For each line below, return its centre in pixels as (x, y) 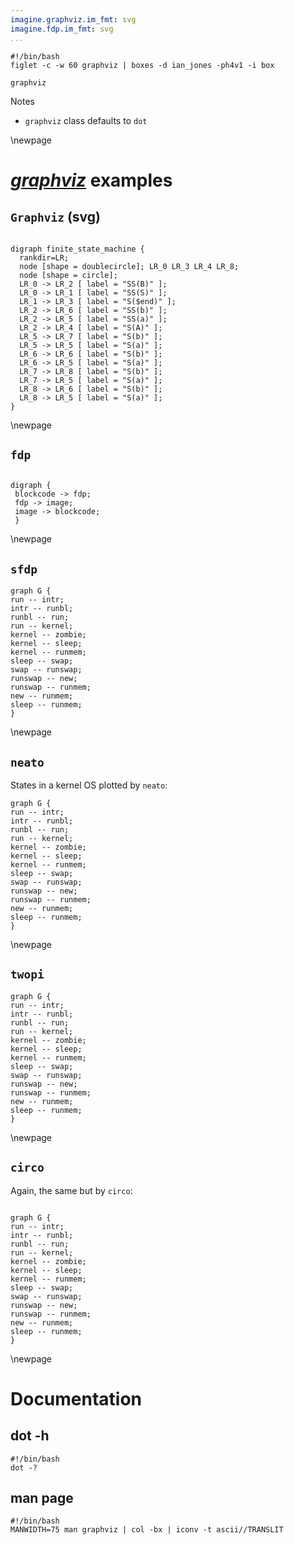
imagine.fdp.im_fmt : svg (62, 29)
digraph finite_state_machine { (77, 249)
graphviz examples (91, 180)
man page (42, 1497)
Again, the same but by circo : (71, 1190)
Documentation (76, 1398)
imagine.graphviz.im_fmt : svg (73, 19)
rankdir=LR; (44, 257)
